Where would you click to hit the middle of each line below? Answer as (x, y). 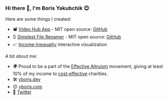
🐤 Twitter (22, 92)
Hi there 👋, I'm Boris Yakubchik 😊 (47, 8)
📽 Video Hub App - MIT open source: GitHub (60, 29)
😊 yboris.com (27, 87)
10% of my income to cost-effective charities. (60, 74)
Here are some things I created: (38, 19)
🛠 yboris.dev (26, 79)
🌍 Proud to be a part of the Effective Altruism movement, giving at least (88, 66)
